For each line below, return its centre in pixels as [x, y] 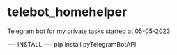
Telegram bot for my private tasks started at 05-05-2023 [89, 31]
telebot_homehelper [67, 12]
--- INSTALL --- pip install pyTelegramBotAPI [72, 44]
